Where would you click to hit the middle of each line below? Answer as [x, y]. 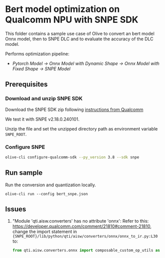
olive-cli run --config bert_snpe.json [47, 194]
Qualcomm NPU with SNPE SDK [72, 20]
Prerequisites [26, 84]
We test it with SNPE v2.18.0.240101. [42, 119]
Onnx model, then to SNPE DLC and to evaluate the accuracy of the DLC [79, 39]
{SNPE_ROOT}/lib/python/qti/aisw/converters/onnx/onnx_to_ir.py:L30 [85, 237]
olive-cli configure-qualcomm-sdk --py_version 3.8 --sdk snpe [72, 157]
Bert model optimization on [63, 9]
